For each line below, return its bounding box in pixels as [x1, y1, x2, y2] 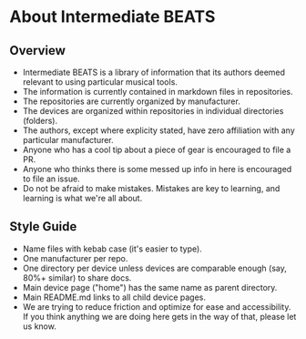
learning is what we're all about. [22, 193, 143, 203]
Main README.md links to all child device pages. [22, 292, 207, 303]
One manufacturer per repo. [22, 252, 128, 263]
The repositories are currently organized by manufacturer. [22, 96, 241, 107]
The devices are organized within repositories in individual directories [22, 106, 284, 116]
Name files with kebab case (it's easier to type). [22, 243, 202, 254]
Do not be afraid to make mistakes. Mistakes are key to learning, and [22, 183, 280, 193]
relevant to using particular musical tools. [22, 77, 178, 87]
